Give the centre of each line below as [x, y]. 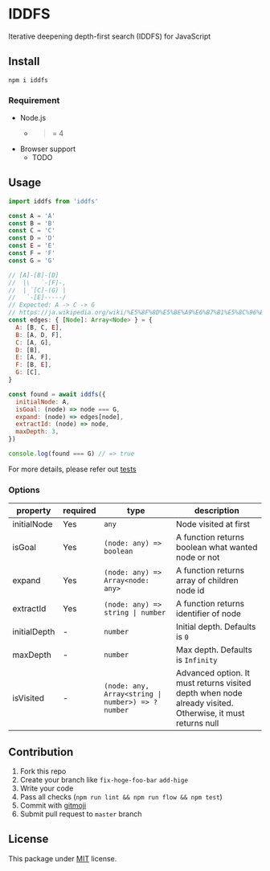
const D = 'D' [32, 238]
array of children [207, 581]
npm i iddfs [28, 80]
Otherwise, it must [210, 713]
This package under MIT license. [63, 858]
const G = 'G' [32, 261]
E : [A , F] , [34, 357]
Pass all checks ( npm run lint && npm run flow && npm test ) [121, 797]
